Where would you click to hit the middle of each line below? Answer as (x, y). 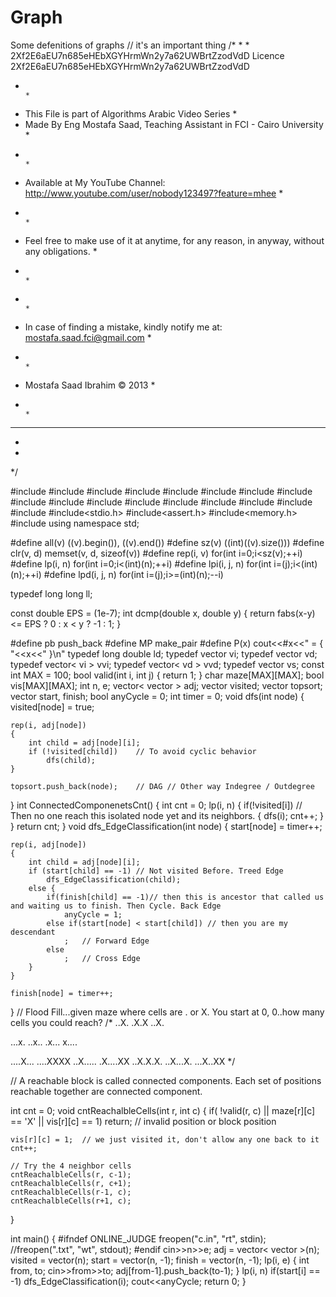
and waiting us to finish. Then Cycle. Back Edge (116, 906)
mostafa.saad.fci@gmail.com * (88, 337)
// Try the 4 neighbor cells (71, 1166)
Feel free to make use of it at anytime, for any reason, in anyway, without (174, 240)
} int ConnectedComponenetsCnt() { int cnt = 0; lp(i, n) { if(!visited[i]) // (156, 805)
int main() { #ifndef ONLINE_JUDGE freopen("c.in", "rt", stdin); (138, 1238)
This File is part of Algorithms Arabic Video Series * (131, 113)
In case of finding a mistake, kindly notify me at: (123, 327)
